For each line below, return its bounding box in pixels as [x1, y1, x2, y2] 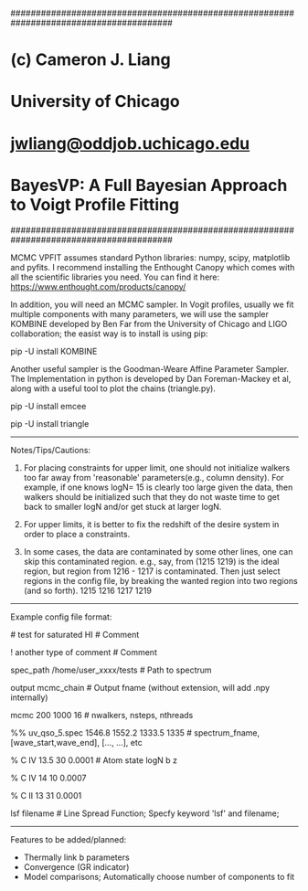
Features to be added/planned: [10, 833, 127, 844]
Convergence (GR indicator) [23, 861, 130, 872]
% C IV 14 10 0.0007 [10, 772, 87, 783]
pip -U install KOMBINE [10, 345, 98, 356]
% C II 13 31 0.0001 [10, 790, 82, 801]
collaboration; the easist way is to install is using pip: [10, 328, 208, 339]
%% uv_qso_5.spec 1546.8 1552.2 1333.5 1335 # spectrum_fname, [10, 727, 260, 738]
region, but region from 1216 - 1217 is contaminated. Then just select [23, 566, 281, 577]
